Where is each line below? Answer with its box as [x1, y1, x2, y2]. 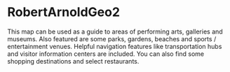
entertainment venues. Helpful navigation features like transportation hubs [7, 42, 222, 50]
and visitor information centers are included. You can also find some [7, 50, 205, 58]
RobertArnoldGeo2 [7, 4, 121, 20]
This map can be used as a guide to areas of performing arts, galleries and [7, 27, 223, 36]
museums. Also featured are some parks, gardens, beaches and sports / [7, 34, 217, 43]
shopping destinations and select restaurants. [7, 57, 140, 65]
